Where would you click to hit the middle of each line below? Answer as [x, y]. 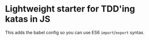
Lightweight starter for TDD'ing [70, 9]
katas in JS [28, 19]
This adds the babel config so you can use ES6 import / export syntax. [75, 32]
